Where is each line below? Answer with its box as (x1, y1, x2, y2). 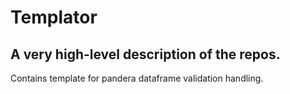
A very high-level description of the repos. (10, 46, 281, 63)
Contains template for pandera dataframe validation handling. (10, 72, 264, 84)
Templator (10, 6, 98, 29)
